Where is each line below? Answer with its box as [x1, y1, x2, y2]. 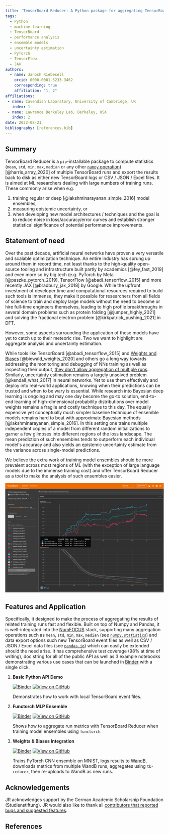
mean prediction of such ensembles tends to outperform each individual [5, 436, 155, 442]
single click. [5, 664, 30, 670]
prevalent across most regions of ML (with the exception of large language [5, 462, 160, 468]
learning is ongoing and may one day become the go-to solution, [5, 393, 139, 399]
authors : [5, 67, 24, 72]
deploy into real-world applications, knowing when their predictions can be [5, 382, 160, 388]
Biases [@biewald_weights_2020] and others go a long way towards [5, 356, 147, 362]
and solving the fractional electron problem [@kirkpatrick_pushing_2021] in [5, 314, 161, 321]
